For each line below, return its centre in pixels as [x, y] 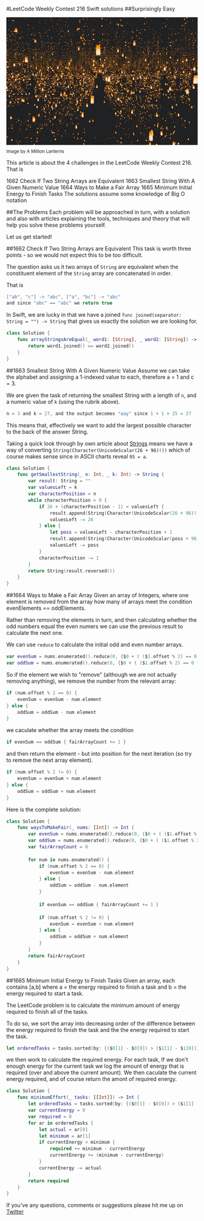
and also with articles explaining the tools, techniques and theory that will [98, 218]
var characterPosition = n [62, 494]
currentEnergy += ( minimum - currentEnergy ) [107, 1155]
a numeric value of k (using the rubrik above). [63, 401]
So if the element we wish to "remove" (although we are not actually [92, 674]
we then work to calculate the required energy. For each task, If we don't [97, 1060]
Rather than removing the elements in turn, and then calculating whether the [102, 620]
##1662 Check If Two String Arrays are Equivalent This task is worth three [99, 248]
